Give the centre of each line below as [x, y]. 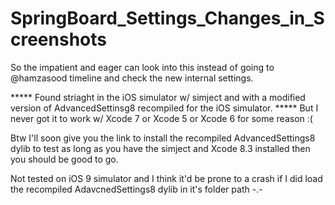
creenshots [58, 39]
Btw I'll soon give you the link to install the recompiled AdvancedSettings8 [163, 138]
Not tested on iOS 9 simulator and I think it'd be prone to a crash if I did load [166, 178]
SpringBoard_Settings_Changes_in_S [167, 18]
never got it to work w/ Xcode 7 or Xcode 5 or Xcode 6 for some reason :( [161, 118]
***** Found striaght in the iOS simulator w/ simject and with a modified [158, 97]
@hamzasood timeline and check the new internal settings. [132, 78]
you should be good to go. [64, 159]
